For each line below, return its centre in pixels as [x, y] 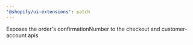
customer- [174, 29]
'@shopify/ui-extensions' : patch [48, 12]
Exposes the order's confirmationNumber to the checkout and [83, 29]
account [17, 35]
